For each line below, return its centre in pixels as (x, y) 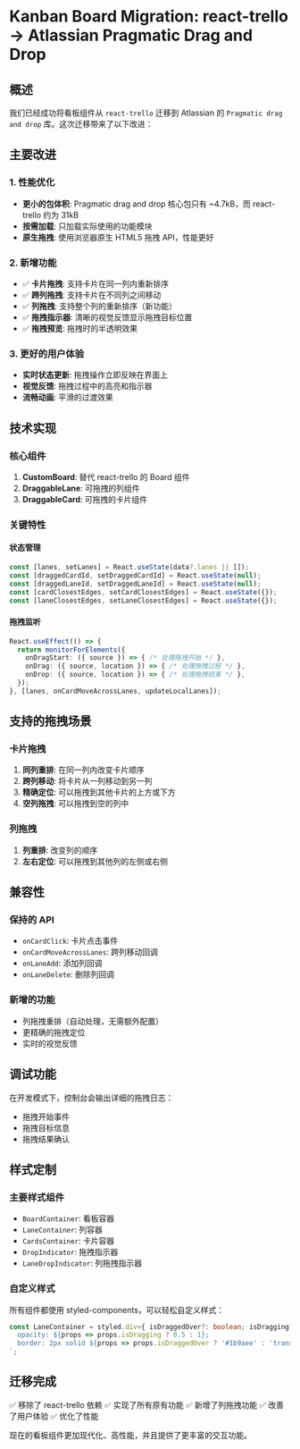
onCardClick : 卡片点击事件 (70, 941)
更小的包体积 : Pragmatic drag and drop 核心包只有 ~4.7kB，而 (137, 204)
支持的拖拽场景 (50, 721)
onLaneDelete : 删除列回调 (68, 974)
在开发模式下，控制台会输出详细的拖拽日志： (92, 1098)
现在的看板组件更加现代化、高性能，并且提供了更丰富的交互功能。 (130, 1435)
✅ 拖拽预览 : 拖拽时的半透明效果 (80, 328)
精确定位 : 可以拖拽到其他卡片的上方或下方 (99, 792)
